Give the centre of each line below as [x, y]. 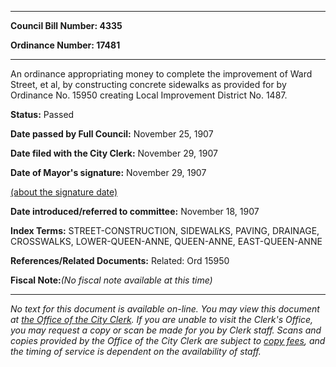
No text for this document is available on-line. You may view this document [165, 309]
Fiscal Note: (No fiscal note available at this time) [111, 280]
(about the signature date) [64, 192]
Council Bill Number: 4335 [66, 25]
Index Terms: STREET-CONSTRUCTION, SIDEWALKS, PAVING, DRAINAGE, [165, 230]
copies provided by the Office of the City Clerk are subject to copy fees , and [168, 340]
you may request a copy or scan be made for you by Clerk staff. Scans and [166, 330]
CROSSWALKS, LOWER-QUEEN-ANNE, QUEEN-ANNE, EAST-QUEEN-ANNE [166, 241]
